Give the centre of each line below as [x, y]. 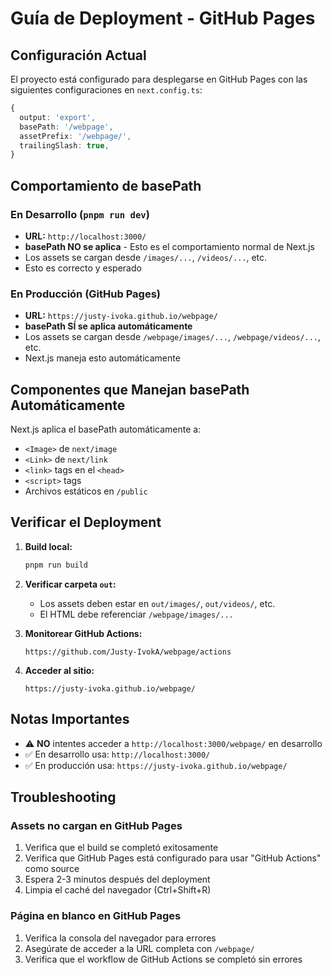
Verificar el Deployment [86, 522]
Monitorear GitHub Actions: [83, 633]
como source [52, 869]
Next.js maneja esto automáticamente [102, 358]
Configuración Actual [78, 55]
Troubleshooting [63, 797]
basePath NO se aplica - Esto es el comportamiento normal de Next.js [169, 246]
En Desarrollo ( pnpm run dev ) [80, 214]
